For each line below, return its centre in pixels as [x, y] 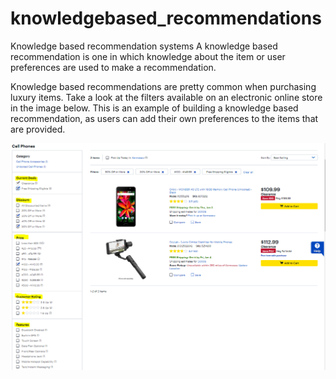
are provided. [38, 129]
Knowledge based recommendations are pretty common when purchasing [163, 86]
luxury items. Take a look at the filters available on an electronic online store [166, 97]
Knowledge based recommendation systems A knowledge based [144, 46]
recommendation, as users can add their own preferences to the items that [164, 118]
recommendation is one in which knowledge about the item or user [148, 56]
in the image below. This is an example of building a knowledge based [154, 108]
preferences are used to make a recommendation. [113, 67]
